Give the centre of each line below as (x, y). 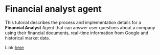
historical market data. (28, 38)
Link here (14, 47)
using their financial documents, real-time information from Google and (77, 33)
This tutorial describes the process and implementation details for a (73, 22)
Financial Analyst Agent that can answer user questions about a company (80, 27)
